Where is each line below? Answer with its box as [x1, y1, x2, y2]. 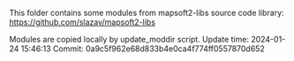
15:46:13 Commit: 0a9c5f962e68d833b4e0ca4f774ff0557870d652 [20, 43, 265, 54]
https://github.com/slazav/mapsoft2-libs [9, 17, 156, 27]
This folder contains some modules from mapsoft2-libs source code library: [9, 8, 284, 18]
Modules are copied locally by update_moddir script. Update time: [9, 34, 250, 44]
